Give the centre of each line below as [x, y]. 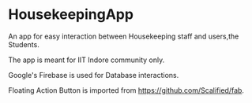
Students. [24, 44]
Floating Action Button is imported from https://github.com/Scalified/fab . [126, 90]
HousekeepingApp [71, 15]
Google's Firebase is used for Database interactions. [94, 75]
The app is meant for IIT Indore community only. [87, 60]
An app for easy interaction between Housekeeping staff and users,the [124, 36]
